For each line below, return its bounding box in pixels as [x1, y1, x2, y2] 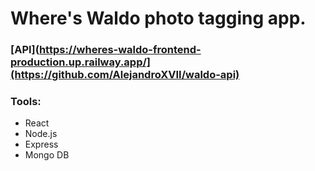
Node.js [24, 128, 58, 140]
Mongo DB [24, 149, 70, 161]
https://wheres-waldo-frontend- [38, 43, 202, 57]
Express [24, 138, 59, 151]
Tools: [10, 95, 42, 109]
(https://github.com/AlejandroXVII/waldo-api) [10, 68, 240, 82]
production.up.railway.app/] [10, 55, 152, 69]
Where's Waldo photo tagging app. [10, 7, 307, 30]
